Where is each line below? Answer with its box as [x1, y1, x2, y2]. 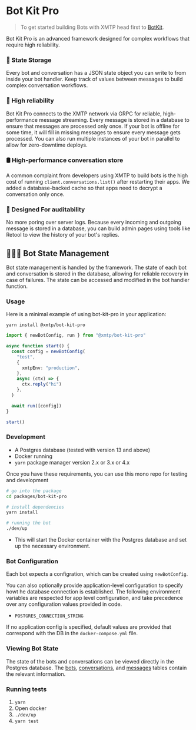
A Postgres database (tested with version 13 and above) [14, 446, 151, 453]
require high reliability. [6, 41, 60, 48]
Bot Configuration [6, 557, 59, 565]
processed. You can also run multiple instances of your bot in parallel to [6, 135, 181, 142]
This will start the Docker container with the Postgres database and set [14, 536, 187, 543]
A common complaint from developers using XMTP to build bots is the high [6, 172, 188, 179]
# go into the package [6, 487, 62, 494]
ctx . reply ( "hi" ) [21, 381, 62, 387]
